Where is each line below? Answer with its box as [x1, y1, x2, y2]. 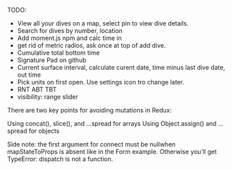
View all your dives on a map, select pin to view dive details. [17, 19, 189, 27]
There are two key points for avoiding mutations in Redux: [7, 106, 172, 114]
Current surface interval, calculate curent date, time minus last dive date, [17, 64, 226, 71]
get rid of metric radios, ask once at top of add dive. [17, 41, 166, 49]
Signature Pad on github [17, 56, 87, 64]
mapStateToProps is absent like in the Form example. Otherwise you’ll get [7, 148, 217, 155]
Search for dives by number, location [17, 27, 123, 35]
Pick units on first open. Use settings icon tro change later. [17, 78, 185, 86]
